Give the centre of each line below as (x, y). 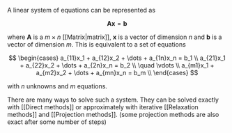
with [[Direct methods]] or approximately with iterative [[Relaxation (103, 107)
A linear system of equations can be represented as (81, 10)
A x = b (117, 23)
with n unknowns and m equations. (57, 86)
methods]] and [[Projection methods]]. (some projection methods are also (113, 115)
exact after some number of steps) (57, 122)
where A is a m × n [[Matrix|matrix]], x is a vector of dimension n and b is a (115, 37)
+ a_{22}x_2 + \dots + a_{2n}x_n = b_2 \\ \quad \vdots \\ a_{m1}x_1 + (117, 65)
